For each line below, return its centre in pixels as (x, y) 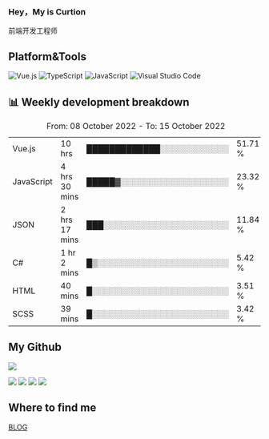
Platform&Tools (47, 56)
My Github (35, 347)
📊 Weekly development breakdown (99, 102)
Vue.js (24, 148)
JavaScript (33, 181)
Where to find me (52, 408)
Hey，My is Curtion (47, 11)
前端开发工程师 (33, 31)
